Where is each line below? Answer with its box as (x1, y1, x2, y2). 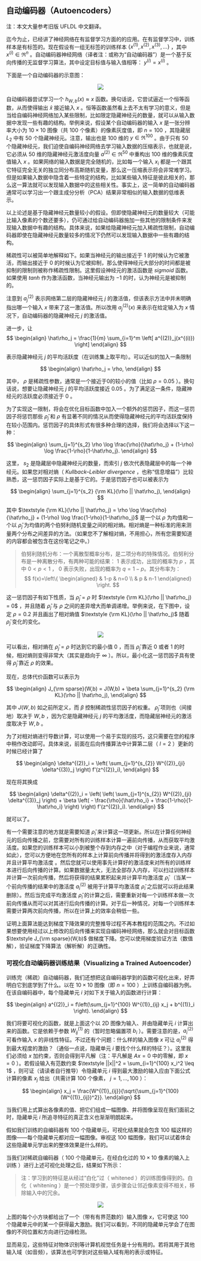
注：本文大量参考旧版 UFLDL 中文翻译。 (6, 23, 105, 30)
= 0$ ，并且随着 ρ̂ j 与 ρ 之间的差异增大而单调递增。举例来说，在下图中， (6, 602, 185, 611)
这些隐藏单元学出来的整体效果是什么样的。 (6, 1141, 111, 1149)
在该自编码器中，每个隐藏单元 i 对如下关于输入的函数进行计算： (6, 988, 163, 996)
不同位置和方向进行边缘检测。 (16, 1228, 90, 1236)
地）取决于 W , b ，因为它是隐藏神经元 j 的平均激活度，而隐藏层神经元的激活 (6, 712, 192, 719)
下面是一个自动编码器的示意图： (6, 71, 85, 79)
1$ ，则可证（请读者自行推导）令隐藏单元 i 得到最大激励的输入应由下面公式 (6, 1067, 190, 1074)
